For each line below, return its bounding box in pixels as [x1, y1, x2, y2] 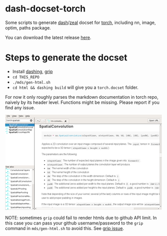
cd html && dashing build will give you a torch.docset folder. [12, 84, 139, 90]
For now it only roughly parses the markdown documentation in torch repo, [5, 94, 159, 100]
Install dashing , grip [12, 68, 53, 74]
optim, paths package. [5, 24, 51, 30]
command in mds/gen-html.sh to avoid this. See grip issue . [5, 226, 124, 232]
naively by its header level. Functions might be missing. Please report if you [5, 99, 160, 105]
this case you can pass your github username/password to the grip [5, 220, 143, 226]
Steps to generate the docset [5, 52, 128, 63]
